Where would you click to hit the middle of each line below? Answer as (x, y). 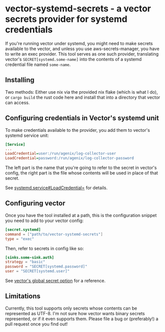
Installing (20, 80)
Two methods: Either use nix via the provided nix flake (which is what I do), (82, 92)
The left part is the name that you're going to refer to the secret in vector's (81, 168)
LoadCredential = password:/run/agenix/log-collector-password (70, 158)
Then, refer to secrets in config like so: (45, 248)
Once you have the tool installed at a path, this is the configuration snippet (81, 215)
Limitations (23, 296)
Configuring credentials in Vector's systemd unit (82, 118)
